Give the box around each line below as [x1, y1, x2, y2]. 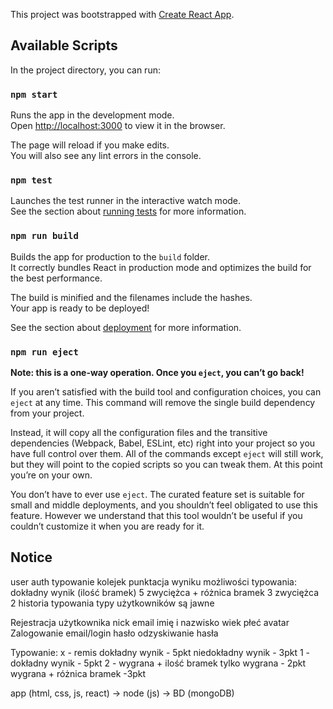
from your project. [10, 407, 85, 419]
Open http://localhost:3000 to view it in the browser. [10, 120, 226, 132]
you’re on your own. [10, 469, 93, 481]
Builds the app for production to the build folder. [10, 250, 211, 263]
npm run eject [10, 346, 79, 358]
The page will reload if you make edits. [10, 139, 170, 151]
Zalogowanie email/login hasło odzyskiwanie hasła [10, 627, 219, 639]
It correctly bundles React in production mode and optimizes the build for [10, 261, 312, 273]
